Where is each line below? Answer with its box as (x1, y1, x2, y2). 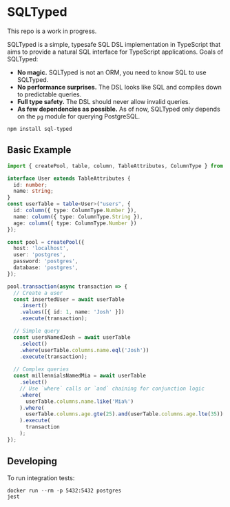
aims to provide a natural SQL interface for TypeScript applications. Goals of (7, 48, 224, 56)
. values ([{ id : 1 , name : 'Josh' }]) (19, 309, 125, 315)
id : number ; (13, 181, 48, 188)
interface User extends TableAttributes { (7, 175, 131, 182)
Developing (7, 455, 57, 467)
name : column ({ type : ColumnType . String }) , (13, 213, 143, 220)
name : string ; (13, 187, 54, 195)
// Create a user (13, 289, 63, 296)
